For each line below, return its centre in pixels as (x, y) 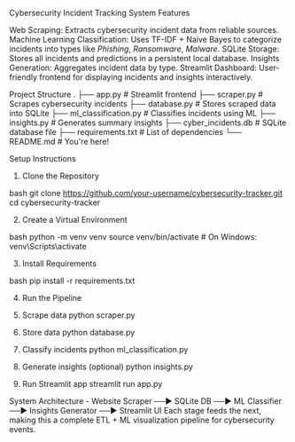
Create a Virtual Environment (74, 220)
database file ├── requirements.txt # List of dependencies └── (125, 132)
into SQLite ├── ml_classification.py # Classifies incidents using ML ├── (143, 113)
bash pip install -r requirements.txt (72, 280)
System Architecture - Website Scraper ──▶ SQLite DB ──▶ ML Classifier (145, 401)
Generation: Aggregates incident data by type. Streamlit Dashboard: (133, 67)
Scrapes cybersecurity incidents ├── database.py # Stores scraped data (143, 104)
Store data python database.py (78, 332)
